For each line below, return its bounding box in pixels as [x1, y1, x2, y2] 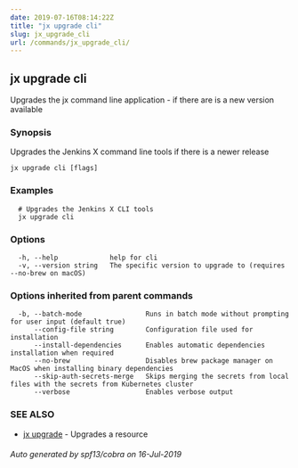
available [10, 104, 44, 115]
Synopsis [10, 126, 52, 138]
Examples [10, 185, 54, 197]
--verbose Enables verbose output [33, 388, 234, 397]
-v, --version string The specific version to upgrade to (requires [18, 260, 286, 270]
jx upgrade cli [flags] [10, 164, 99, 173]
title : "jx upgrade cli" [10, 21, 102, 30]
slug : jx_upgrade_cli [10, 29, 91, 38]
